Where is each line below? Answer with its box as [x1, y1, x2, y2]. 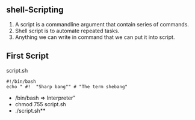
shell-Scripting [6, 5, 64, 15]
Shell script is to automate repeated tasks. [14, 27, 120, 34]
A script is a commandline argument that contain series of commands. [14, 20, 190, 28]
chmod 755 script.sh [14, 100, 66, 107]
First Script [6, 51, 49, 61]
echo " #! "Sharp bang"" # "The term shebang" [6, 83, 128, 89]
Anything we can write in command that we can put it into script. [14, 33, 175, 41]
